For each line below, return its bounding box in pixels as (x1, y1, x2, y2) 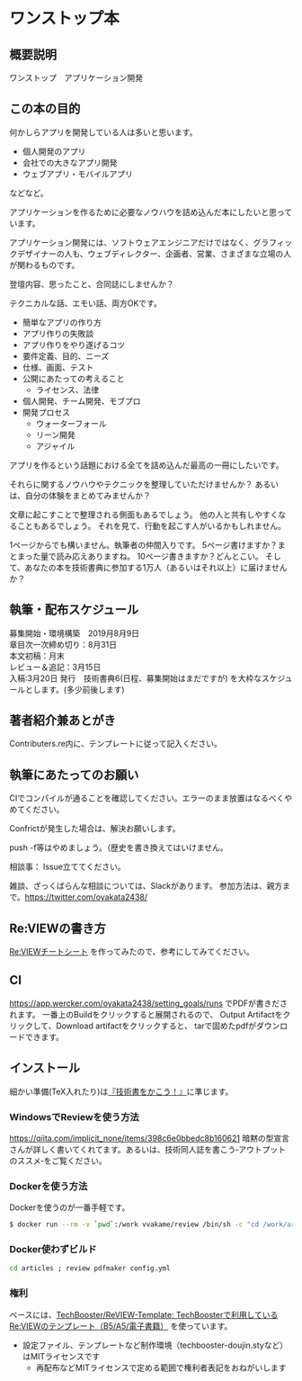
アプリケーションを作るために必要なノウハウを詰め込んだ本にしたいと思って (9, 206, 293, 217)
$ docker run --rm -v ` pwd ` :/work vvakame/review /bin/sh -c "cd (9, 1220, 259, 1229)
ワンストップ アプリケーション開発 (9, 73, 144, 83)
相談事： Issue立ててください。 (9, 861, 126, 873)
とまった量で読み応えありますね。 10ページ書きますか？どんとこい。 (9, 551, 263, 561)
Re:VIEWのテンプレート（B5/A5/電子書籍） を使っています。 (9, 1320, 233, 1332)
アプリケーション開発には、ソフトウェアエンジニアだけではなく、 (9, 237, 253, 247)
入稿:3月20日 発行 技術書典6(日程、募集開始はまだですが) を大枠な (9, 672, 262, 684)
